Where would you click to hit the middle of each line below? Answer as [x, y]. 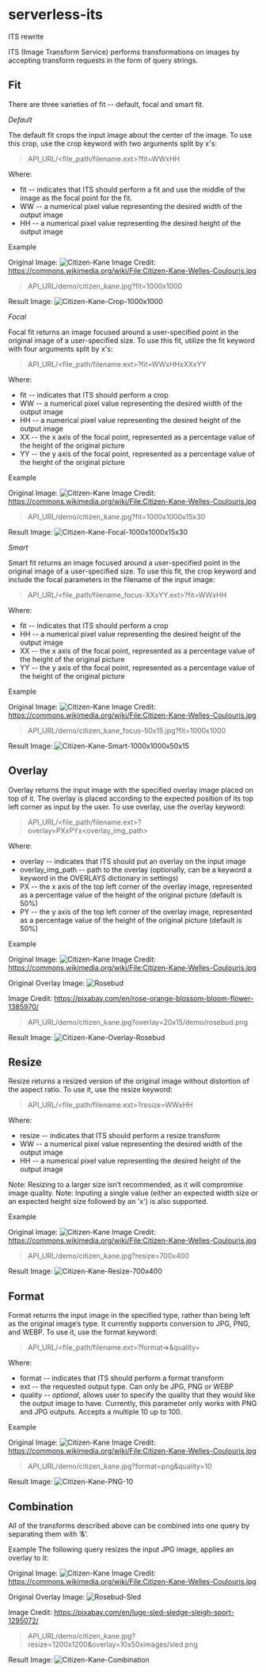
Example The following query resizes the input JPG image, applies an [121, 1549]
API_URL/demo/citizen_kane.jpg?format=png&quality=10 [120, 1466]
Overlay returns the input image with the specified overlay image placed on [131, 790]
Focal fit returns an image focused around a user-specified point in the [123, 332]
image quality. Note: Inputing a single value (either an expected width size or [133, 1193]
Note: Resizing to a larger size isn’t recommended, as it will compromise [125, 1185]
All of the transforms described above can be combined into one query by [129, 1525]
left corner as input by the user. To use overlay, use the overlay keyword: [127, 806]
